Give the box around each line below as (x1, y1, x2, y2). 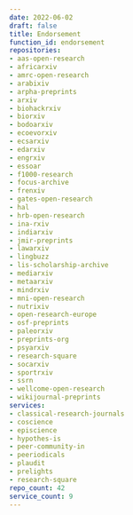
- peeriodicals (9, 450, 66, 460)
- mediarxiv (9, 269, 53, 278)
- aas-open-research (9, 54, 86, 63)
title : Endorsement (9, 29, 82, 38)
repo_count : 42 (9, 483, 66, 493)
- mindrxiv (9, 285, 50, 294)
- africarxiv (9, 63, 58, 72)
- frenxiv (9, 186, 46, 195)
